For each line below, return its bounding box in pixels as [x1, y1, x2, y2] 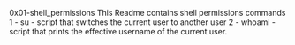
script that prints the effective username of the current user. [9, 26, 228, 36]
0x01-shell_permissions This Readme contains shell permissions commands [9, 8, 286, 18]
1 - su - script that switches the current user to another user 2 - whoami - [9, 17, 276, 27]
